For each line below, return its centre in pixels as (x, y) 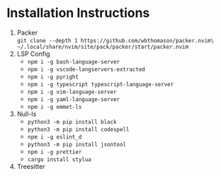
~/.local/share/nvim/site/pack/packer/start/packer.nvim (103, 47)
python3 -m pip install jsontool (77, 144)
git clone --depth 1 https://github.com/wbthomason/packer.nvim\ (115, 40)
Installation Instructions (78, 13)
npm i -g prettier (55, 152)
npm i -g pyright (53, 77)
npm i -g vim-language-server (72, 92)
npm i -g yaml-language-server (74, 99)
